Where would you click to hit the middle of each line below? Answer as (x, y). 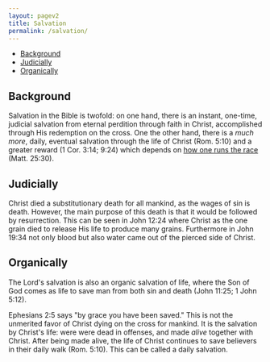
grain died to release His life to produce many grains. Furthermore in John (131, 229)
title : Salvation (37, 23)
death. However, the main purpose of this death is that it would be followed (133, 212)
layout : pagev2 (34, 16)
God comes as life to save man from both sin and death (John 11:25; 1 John (133, 290)
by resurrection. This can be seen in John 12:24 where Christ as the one (128, 220)
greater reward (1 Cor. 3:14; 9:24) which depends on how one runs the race (133, 150)
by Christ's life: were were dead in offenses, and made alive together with (131, 332)
